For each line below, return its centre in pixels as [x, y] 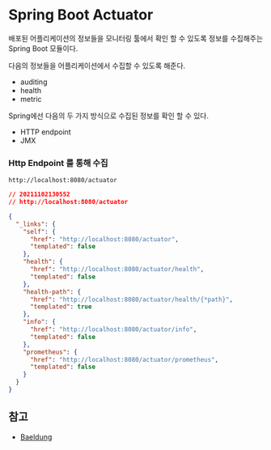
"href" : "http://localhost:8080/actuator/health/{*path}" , [131, 299]
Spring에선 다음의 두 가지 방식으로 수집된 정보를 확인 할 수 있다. [108, 116]
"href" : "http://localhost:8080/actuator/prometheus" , [124, 359]
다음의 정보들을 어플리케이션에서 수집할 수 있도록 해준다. [97, 66]
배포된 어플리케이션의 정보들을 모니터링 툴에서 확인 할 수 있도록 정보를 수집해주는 [136, 38]
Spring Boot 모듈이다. [43, 48]
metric [31, 99]
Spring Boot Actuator [81, 15]
